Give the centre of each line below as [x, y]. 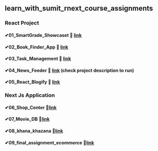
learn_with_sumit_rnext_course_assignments [79, 8]
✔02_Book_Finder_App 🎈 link [37, 47]
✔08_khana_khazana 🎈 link [34, 131]
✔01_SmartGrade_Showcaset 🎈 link [43, 35]
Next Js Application [30, 95]
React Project [22, 23]
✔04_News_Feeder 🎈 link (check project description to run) [70, 70]
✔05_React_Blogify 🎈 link [32, 82]
